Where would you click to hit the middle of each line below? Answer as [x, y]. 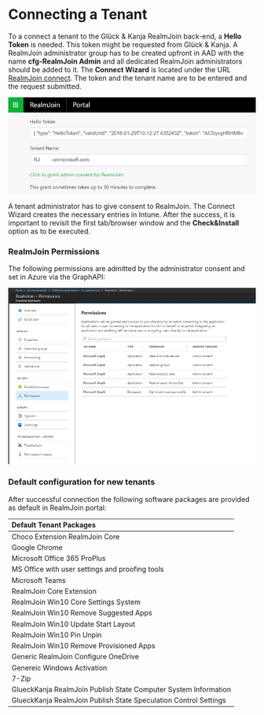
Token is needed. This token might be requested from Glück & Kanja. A [123, 44]
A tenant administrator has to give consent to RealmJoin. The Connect [122, 206]
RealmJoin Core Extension [54, 591]
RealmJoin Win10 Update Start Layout [73, 624]
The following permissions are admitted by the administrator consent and [126, 269]
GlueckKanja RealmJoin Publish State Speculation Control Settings [119, 700]
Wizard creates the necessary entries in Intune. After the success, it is [122, 214]
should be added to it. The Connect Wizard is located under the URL [120, 69]
